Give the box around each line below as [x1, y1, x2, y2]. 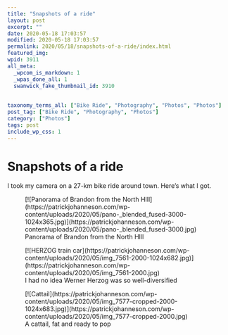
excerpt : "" [7, 23, 42, 30]
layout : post [7, 17, 46, 24]
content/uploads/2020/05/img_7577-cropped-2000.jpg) [25, 312, 188, 321]
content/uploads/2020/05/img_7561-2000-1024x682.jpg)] [25, 254, 194, 263]
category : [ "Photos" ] [7, 115, 71, 122]
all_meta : [7, 63, 37, 70]
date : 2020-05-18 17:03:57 [7, 30, 87, 37]
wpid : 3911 [7, 56, 39, 63]
